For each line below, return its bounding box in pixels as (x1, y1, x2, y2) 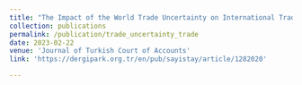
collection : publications (9, 21, 106, 30)
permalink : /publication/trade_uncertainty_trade (9, 30, 200, 38)
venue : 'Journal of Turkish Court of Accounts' (9, 47, 191, 55)
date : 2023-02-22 (9, 38, 75, 47)
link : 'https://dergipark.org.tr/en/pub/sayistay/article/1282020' (9, 55, 268, 64)
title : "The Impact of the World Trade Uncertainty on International (9, 13, 276, 22)
